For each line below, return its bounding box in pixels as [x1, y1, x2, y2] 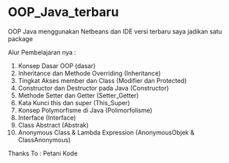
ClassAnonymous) [17, 135, 71, 143]
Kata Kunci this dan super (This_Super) [17, 98, 131, 107]
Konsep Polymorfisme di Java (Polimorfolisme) [17, 106, 152, 114]
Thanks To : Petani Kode [8, 149, 78, 157]
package [8, 34, 33, 42]
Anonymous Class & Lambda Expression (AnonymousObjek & [17, 128, 195, 137]
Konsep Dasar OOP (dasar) [17, 61, 96, 70]
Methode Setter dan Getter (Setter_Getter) [17, 91, 139, 100]
